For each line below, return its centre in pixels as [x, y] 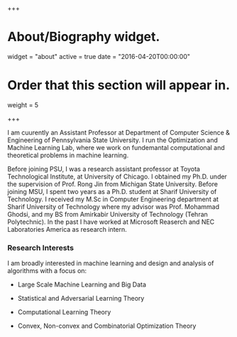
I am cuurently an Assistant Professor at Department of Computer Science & [119, 132]
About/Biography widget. [84, 37]
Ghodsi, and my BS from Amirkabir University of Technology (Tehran [108, 214]
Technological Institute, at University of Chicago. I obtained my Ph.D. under [117, 176]
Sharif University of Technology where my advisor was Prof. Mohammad [114, 206]
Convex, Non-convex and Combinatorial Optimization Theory [107, 326]
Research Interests [41, 247]
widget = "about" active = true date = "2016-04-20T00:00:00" [99, 56]
